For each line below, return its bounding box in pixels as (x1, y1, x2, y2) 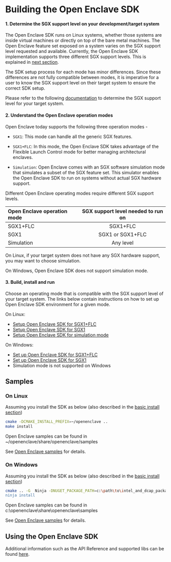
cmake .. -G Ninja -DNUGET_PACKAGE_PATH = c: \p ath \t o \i (5, 488, 124, 493)
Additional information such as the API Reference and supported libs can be (5, 546, 164, 552)
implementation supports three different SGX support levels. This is (5, 53, 147, 60)
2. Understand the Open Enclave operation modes (5, 112, 113, 118)
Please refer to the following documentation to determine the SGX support (5, 95, 161, 101)
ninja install (5, 493, 36, 498)
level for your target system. (5, 100, 65, 106)
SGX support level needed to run (82, 207, 163, 215)
